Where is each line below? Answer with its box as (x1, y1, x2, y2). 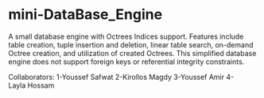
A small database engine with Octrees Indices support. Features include (8, 32, 244, 41)
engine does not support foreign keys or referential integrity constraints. (8, 57, 245, 66)
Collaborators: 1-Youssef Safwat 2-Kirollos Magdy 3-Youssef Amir (8, 72, 225, 81)
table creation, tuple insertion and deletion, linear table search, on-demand (8, 40, 254, 49)
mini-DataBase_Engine (8, 6, 163, 24)
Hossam (27, 81, 55, 90)
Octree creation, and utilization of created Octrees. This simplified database (8, 48, 257, 58)
